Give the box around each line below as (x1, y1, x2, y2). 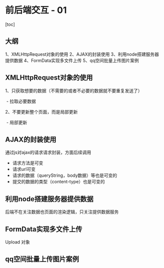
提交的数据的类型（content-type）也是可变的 (12, 179, 105, 185)
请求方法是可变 (12, 160, 43, 166)
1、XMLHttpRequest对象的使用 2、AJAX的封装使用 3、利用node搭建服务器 (5, 51, 160, 57)
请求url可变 (12, 166, 36, 172)
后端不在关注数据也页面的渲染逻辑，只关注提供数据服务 (5, 209, 119, 215)
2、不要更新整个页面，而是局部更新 (5, 109, 78, 115)
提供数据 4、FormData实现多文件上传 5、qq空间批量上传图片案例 (5, 57, 139, 63)
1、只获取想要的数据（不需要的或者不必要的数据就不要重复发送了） (5, 88, 143, 94)
